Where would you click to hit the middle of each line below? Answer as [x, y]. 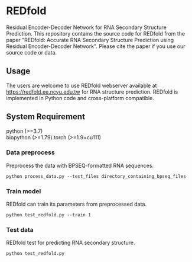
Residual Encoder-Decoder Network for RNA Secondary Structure [86, 27]
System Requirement [46, 117]
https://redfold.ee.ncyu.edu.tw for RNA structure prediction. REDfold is [92, 92]
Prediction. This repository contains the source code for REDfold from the [96, 33]
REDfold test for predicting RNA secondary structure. [71, 243]
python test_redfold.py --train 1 [49, 215]
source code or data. [32, 52]
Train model [24, 191]
